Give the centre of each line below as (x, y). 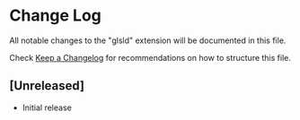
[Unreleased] (47, 86)
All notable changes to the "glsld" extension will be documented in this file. (148, 40)
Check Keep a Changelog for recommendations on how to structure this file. (150, 57)
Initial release (47, 107)
